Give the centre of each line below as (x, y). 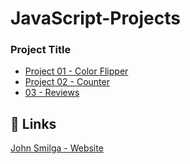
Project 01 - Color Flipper (76, 71)
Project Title (41, 50)
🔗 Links (33, 123)
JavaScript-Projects (95, 18)
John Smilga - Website (57, 148)
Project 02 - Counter (67, 82)
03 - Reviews (52, 93)
